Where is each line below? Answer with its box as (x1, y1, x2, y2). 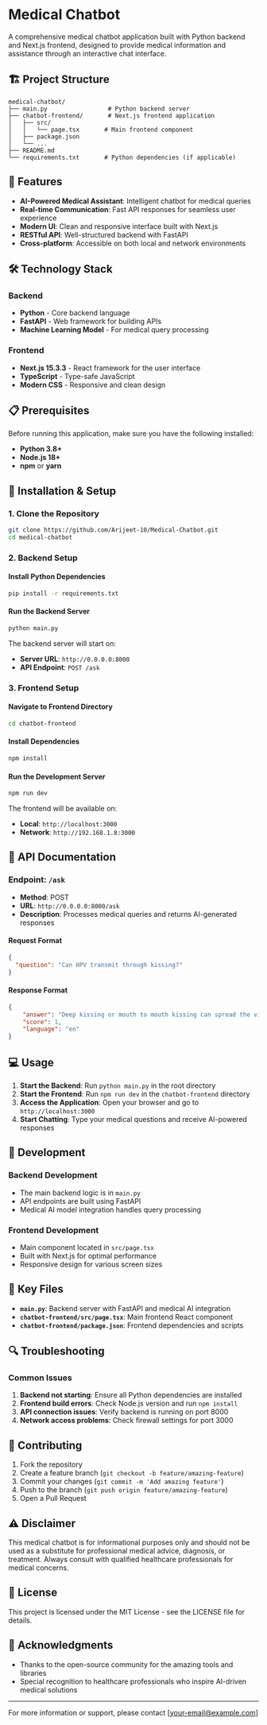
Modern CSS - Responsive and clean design (19, 380, 166, 389)
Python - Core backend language (19, 308, 130, 318)
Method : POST (19, 892, 70, 902)
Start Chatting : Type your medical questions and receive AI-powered (19, 1114, 248, 1124)
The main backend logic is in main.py (19, 1188, 141, 1197)
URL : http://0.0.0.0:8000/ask (19, 900, 120, 911)
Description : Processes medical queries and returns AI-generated (19, 909, 237, 919)
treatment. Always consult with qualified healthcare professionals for (8, 1555, 234, 1564)
